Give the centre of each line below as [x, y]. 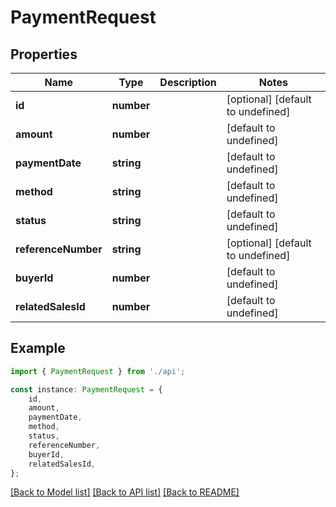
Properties [44, 54]
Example [38, 348]
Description [188, 82]
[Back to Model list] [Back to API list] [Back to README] [125, 492]
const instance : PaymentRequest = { [86, 389]
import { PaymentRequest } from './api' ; [98, 371]
